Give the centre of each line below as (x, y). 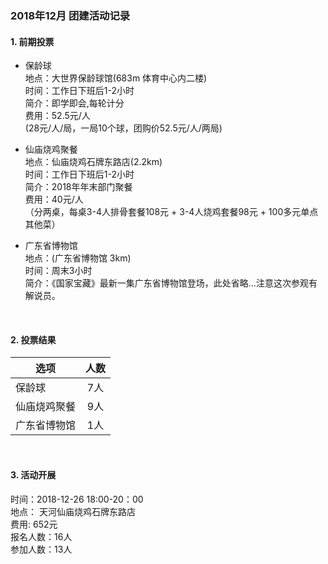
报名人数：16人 (41, 536)
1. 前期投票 (32, 41)
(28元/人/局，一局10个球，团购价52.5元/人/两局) (123, 128)
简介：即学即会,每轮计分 (74, 103)
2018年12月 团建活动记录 (70, 15)
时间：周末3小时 (58, 271)
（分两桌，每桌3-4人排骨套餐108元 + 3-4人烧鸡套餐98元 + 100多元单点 (171, 212)
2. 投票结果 (33, 339)
